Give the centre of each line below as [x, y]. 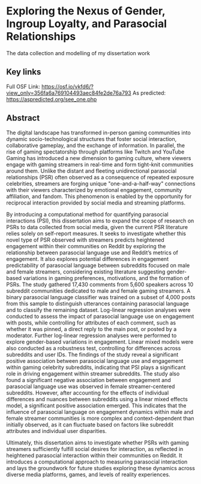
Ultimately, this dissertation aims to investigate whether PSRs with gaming [97, 443]
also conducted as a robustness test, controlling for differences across [94, 348]
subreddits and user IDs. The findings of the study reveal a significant [92, 354]
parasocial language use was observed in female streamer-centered [91, 386]
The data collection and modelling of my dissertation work [78, 53]
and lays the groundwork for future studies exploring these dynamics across [100, 468]
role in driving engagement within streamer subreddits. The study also [93, 374]
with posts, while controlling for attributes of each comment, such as [91, 323]
